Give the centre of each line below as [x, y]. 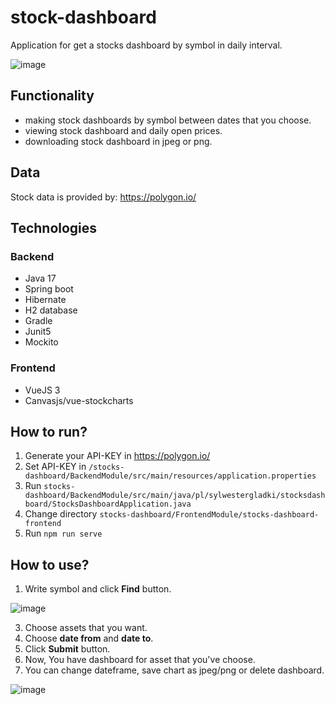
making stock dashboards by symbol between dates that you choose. [168, 120]
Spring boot [49, 289]
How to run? [49, 431]
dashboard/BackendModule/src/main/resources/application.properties [170, 476]
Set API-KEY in [55, 467]
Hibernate [45, 300]
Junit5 [38, 332]
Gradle [38, 321]
